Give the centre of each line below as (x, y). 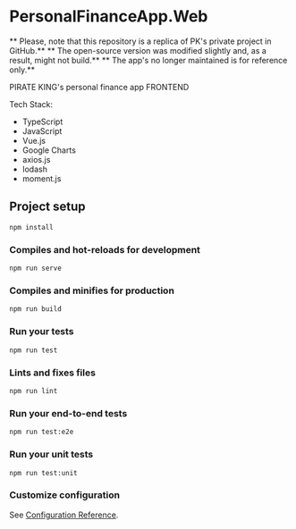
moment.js (42, 178)
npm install (31, 227)
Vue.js (34, 140)
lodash (34, 169)
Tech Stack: (31, 104)
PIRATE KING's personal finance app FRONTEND (99, 87)
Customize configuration (65, 495)
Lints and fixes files (53, 373)
